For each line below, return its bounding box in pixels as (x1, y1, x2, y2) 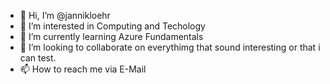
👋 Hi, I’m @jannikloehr (19, 10, 111, 21)
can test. (19, 52, 57, 64)
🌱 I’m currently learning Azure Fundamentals (19, 31, 204, 42)
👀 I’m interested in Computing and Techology (19, 20, 206, 32)
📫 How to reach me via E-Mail (19, 63, 147, 75)
